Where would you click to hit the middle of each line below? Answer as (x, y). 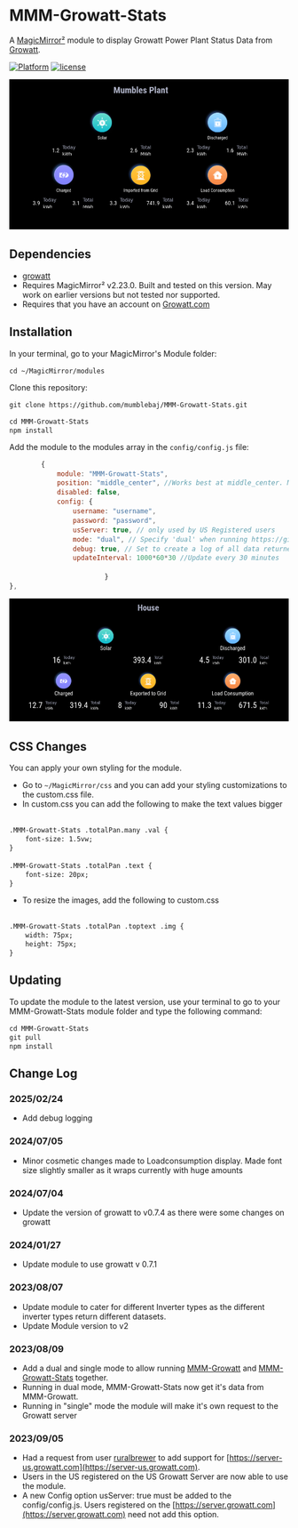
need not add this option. (173, 1515)
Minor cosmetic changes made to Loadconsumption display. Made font (152, 1161)
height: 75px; (51, 944)
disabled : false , (89, 493)
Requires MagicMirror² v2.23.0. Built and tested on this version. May (147, 285)
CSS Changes (48, 747)
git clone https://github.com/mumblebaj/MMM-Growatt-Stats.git (129, 405)
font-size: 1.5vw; (59, 839)
